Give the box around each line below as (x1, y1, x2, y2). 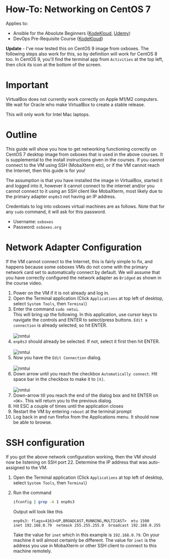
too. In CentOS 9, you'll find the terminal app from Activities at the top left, (6, 56, 163, 62)
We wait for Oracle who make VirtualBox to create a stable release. (6, 101, 145, 108)
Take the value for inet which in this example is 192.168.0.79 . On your (13, 532, 160, 538)
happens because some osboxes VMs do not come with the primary (6, 264, 148, 270)
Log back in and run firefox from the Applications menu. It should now (13, 413, 159, 420)
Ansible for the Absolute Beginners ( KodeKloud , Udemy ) (13, 30, 131, 36)
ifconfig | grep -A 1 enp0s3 (13, 499, 75, 504)
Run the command (13, 490, 52, 496)
